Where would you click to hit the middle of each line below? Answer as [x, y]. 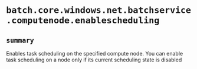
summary [20, 40]
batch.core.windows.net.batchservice [99, 10]
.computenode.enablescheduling [83, 21]
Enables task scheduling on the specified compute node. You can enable [95, 54]
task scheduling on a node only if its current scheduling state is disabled [94, 60]
